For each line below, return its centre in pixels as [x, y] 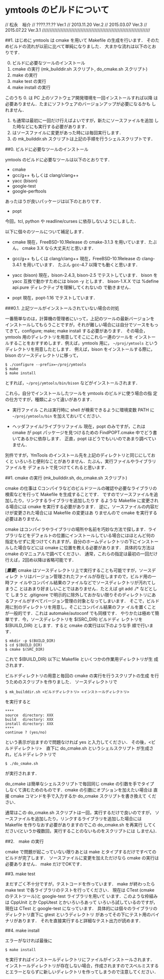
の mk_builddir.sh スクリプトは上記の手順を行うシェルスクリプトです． [84, 139]
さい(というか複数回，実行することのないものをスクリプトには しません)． [84, 831]
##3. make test [20, 874]
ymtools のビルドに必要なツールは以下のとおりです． [59, 159]
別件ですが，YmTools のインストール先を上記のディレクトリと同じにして [78, 455]
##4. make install [23, 930]
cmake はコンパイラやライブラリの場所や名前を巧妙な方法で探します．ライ [81, 529]
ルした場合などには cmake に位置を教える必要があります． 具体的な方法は [80, 547]
